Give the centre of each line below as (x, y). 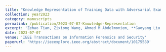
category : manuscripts (28, 19)
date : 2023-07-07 (23, 33)
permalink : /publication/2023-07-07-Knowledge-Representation (70, 24)
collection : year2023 (27, 14)
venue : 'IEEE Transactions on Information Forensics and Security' (76, 38)
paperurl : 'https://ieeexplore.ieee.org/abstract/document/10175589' (78, 42)
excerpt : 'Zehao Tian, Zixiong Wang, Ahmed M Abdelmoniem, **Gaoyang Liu (83, 28)
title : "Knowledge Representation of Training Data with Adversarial (78, 10)
